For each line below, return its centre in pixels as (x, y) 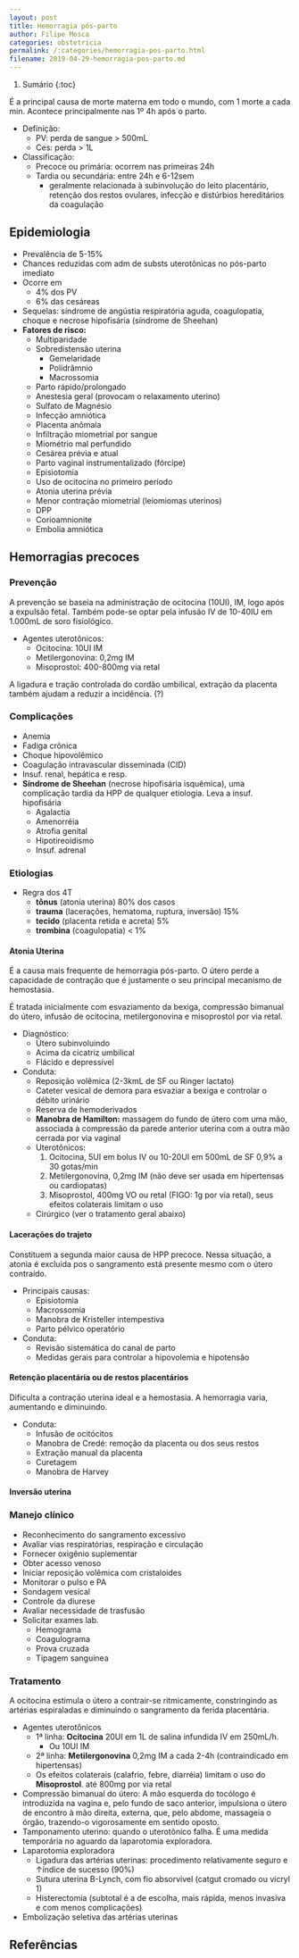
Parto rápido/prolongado (81, 387)
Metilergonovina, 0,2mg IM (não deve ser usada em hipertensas (166, 1176)
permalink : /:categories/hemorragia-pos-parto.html (107, 51)
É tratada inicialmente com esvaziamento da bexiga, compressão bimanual (146, 1007)
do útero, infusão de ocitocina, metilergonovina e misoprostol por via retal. (146, 1016)
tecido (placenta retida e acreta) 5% (102, 921)
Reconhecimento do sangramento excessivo (104, 1534)
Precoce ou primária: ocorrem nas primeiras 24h (125, 167)
